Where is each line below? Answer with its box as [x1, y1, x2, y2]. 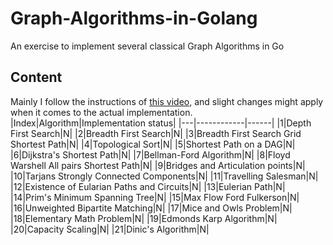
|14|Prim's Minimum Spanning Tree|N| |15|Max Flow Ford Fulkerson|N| [10, 191, 300, 203]
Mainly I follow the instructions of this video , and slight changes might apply [10, 95, 324, 107]
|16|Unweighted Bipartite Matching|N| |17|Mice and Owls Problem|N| [10, 202, 293, 214]
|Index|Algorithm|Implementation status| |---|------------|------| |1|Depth [10, 117, 312, 129]
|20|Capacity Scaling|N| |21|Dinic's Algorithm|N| [10, 223, 210, 235]
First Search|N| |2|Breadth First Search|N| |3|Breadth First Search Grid [10, 127, 302, 139]
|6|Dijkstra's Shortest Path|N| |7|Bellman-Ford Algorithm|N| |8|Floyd [10, 148, 291, 161]
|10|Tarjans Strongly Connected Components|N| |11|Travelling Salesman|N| [10, 170, 319, 182]
